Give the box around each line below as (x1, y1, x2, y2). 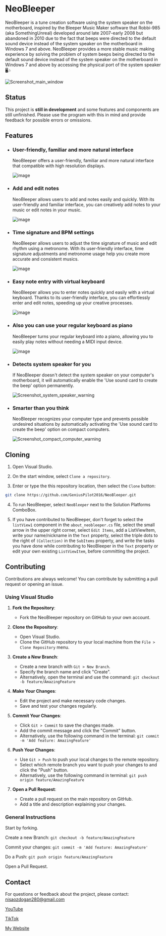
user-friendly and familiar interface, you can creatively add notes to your (12, 201, 161, 207)
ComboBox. (12, 507, 37, 513)
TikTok (5, 916, 19, 922)
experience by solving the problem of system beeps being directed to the (5, 51, 155, 57)
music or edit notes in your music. (12, 207, 82, 213)
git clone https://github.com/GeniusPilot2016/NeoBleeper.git (5, 493, 136, 498)
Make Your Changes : (12, 688, 56, 694)
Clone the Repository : (12, 624, 58, 630)
